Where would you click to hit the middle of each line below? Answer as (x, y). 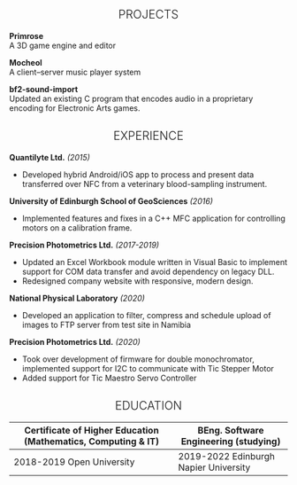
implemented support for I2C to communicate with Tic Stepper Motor (148, 368)
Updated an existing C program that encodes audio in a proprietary (131, 98)
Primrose (27, 35)
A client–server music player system (75, 72)
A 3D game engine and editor (63, 45)
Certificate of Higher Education (91, 431)
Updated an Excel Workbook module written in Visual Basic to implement (154, 262)
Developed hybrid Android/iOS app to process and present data (138, 174)
